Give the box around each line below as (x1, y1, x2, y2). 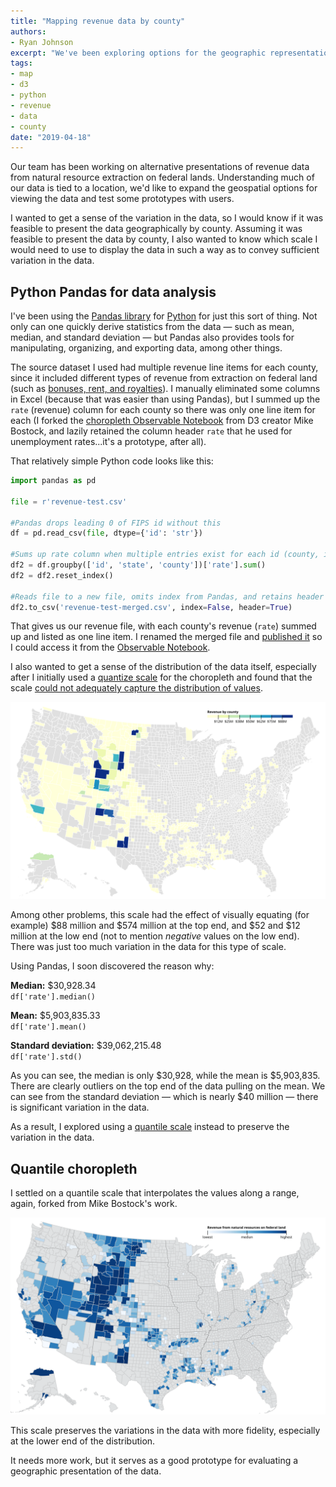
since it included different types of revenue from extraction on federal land (10, 372, 318, 384)
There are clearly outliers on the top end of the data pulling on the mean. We (10, 1080, 326, 1092)
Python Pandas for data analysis (10, 283, 217, 300)
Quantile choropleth (10, 1160, 138, 1177)
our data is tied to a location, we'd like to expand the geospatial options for (10, 182, 318, 194)
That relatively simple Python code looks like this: (10, 455, 214, 467)
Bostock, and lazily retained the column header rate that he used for (10, 425, 293, 437)
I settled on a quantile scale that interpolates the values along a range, (10, 1187, 300, 1199)
